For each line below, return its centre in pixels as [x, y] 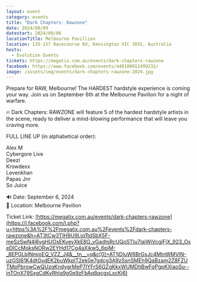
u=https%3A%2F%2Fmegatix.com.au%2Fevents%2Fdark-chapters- [89, 229]
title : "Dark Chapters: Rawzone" [47, 22]
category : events [27, 17]
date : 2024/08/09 [27, 28]
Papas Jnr [18, 179]
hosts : [14, 50]
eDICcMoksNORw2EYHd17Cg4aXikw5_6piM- [61, 248]
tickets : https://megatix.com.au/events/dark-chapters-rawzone [85, 61]
